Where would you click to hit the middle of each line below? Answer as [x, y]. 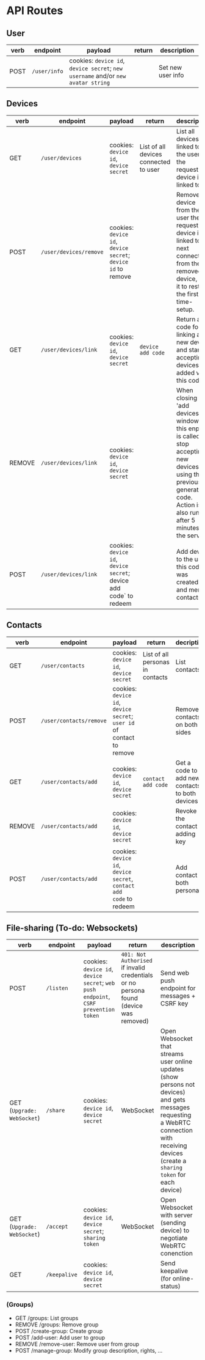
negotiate [174, 1238]
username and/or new [98, 76]
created [187, 582]
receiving [174, 1145]
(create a [174, 1161]
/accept [57, 1227]
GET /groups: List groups [47, 1318]
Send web [175, 973]
